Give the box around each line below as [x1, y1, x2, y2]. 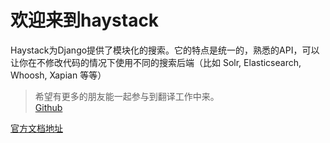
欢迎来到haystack [10, 9, 160, 32]
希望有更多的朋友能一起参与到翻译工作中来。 [34, 90, 220, 102]
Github [34, 101, 63, 113]
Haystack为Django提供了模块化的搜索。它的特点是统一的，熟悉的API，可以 [10, 44, 320, 56]
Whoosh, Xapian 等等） [10, 69, 107, 81]
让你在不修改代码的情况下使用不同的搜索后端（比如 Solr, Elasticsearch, [10, 56, 302, 68]
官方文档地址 [10, 122, 63, 134]
